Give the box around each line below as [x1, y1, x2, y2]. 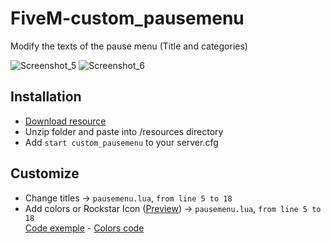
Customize [10, 165, 80, 182]
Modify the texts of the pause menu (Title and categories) [10, 40, 248, 52]
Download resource [24, 115, 107, 127]
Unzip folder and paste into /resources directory [24, 125, 224, 137]
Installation [10, 88, 82, 106]
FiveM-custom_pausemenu [10, 7, 245, 30]
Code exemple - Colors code [24, 222, 145, 234]
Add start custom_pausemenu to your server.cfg [24, 136, 219, 148]
